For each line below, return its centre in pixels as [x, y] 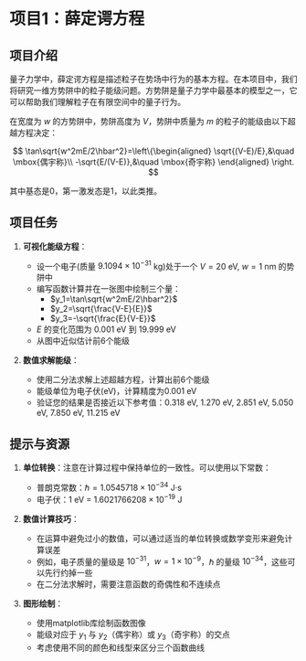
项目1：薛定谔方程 [77, 19]
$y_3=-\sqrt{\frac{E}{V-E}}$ [103, 319]
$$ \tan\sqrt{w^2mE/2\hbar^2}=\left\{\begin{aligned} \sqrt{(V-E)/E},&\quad [153, 151]
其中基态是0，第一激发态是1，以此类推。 [86, 191]
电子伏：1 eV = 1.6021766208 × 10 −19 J [109, 498]
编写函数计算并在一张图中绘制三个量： [108, 289]
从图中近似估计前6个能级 [83, 341]
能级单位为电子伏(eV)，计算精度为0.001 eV [116, 391]
